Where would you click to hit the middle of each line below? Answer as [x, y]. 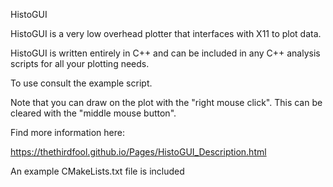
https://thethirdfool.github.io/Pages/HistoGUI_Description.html [138, 152]
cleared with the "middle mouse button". [93, 113]
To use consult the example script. [81, 83]
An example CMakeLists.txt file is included [97, 171]
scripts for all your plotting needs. [80, 63]
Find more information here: [67, 132]
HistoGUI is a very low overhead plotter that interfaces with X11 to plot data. [166, 33]
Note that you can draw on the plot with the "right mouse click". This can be [166, 102]
